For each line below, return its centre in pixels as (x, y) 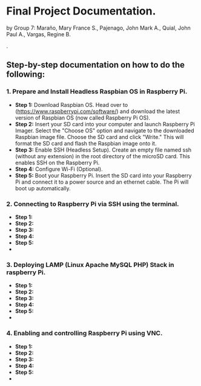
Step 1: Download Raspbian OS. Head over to (71, 105)
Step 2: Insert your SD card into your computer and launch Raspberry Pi (105, 124)
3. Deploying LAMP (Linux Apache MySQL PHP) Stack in (90, 265)
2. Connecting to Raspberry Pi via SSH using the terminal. (93, 204)
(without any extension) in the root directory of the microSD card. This (103, 156)
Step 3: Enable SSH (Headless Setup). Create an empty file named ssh (103, 150)
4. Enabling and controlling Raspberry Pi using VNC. (84, 333)
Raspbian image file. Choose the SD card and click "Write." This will (99, 137)
